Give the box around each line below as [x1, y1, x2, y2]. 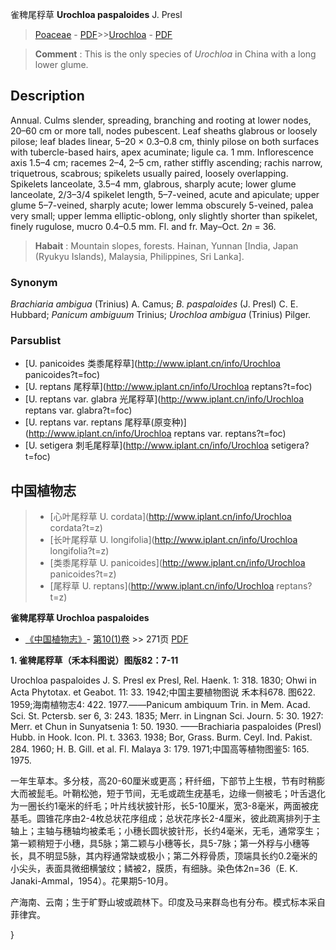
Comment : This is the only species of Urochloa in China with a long [34, 48, 317, 60]
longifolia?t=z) [49, 545, 110, 557]
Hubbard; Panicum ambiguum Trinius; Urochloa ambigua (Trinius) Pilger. [10, 309, 312, 321]
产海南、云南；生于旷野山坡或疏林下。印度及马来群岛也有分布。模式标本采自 [10, 896, 326, 908]
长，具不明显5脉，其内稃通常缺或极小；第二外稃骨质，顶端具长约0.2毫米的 [10, 850, 318, 862]
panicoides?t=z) [49, 568, 117, 580]
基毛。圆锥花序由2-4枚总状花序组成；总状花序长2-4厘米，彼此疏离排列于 [10, 813, 313, 825]
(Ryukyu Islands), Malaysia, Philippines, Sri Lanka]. [34, 250, 245, 262]
